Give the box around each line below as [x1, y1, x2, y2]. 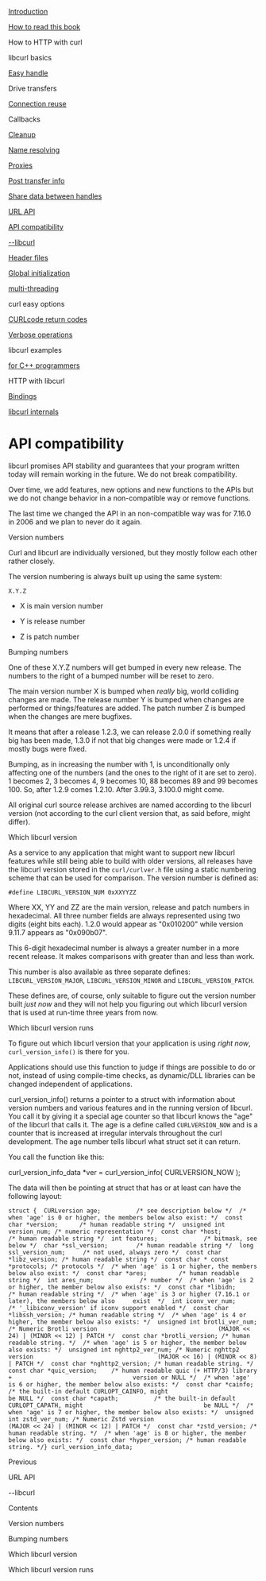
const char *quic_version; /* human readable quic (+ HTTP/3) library [8, 1366, 258, 1374]
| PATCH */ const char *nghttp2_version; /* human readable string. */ [8, 1359, 254, 1367]
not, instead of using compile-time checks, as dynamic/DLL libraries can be [8, 1070, 256, 1080]
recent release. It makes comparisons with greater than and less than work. [8, 951, 256, 961]
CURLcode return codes [8, 315, 87, 324]
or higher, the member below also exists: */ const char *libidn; [8, 1283, 237, 1291]
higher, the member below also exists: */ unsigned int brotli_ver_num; [8, 1318, 258, 1326]
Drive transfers [8, 83, 57, 93]
